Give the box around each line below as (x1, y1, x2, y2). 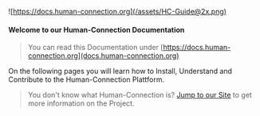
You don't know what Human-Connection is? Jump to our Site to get (27, 91, 253, 100)
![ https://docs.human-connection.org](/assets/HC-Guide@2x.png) (8, 7, 227, 16)
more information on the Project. (27, 99, 135, 108)
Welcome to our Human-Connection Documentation (8, 25, 185, 34)
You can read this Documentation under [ (27, 43, 163, 52)
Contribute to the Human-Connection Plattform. (8, 75, 165, 84)
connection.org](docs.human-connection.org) (27, 51, 179, 60)
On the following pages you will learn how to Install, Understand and (8, 67, 233, 76)
